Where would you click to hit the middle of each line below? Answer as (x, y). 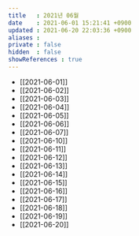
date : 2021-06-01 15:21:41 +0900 (70, 23)
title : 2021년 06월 (44, 15)
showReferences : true (45, 60)
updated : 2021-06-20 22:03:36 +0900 (70, 30)
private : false (35, 45)
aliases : (24, 37)
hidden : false (35, 52)
